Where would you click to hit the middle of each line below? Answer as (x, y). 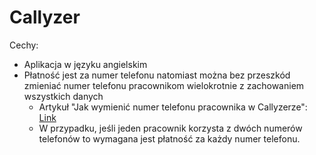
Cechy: (24, 45)
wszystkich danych (63, 96)
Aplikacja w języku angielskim (85, 64)
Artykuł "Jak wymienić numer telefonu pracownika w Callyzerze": (173, 107)
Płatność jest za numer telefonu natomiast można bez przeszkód (157, 75)
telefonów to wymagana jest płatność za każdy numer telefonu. (169, 138)
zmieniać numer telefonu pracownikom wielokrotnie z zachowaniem (164, 85)
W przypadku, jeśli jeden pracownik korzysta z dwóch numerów (170, 128)
